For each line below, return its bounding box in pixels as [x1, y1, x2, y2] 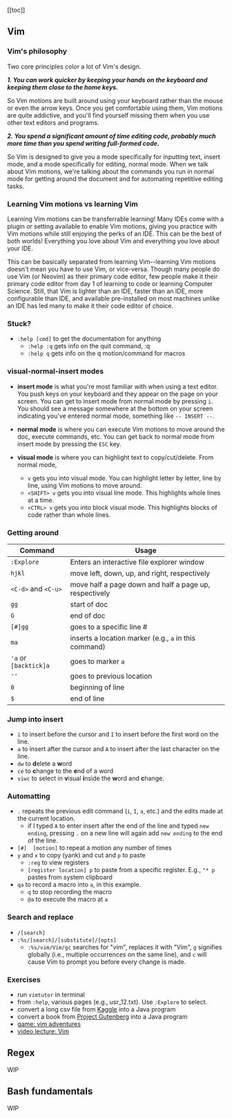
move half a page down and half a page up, [70, 580, 211, 589]
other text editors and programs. [7, 118, 99, 126]
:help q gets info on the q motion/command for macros [27, 349, 186, 358]
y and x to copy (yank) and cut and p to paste [17, 851, 146, 860]
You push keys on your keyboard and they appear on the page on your [17, 390, 219, 398]
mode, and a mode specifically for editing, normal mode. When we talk [7, 160, 209, 168]
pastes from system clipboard [27, 873, 113, 882]
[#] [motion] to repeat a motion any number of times [17, 844, 172, 852]
